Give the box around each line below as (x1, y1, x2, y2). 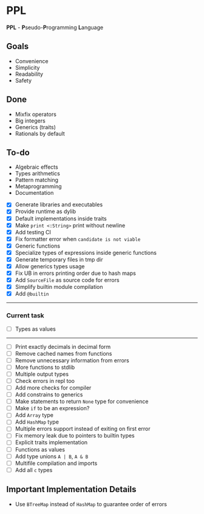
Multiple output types (15, 370, 69, 377)
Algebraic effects (15, 163, 59, 171)
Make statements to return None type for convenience (15, 398, 149, 405)
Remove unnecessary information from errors (15, 356, 129, 364)
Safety (15, 76, 32, 84)
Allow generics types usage (15, 262, 85, 270)
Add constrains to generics (15, 391, 83, 398)
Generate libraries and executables (15, 201, 103, 208)
